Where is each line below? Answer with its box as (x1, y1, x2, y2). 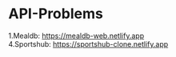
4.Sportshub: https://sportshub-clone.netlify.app (8, 39, 169, 48)
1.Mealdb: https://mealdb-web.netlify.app (8, 31, 145, 40)
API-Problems (8, 5, 104, 23)
